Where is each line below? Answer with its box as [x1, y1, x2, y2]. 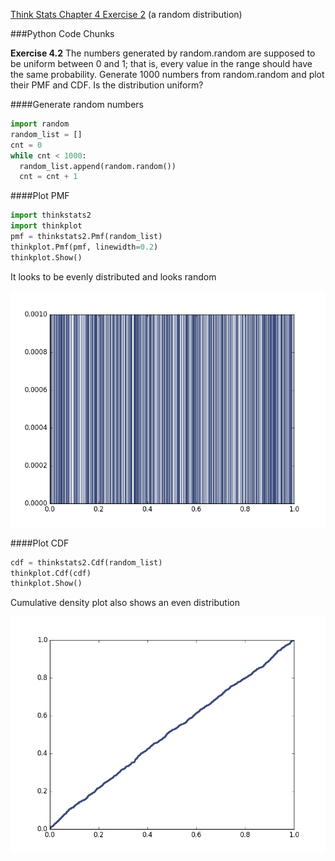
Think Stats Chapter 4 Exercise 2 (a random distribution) [10, 9, 243, 20]
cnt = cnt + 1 [19, 172, 78, 182]
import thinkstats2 [10, 210, 92, 221]
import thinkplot [10, 221, 83, 231]
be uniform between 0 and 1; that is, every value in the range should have [10, 58, 313, 69]
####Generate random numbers [10, 99, 144, 110]
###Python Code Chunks [10, 28, 115, 39]
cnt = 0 [10, 140, 43, 150]
